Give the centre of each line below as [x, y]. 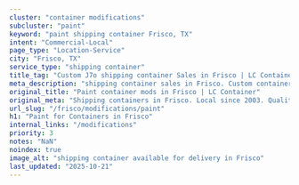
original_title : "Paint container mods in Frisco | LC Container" [135, 92]
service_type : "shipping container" [77, 68]
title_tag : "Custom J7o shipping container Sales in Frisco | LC [133, 76]
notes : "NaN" [33, 141]
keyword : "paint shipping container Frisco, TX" [101, 34]
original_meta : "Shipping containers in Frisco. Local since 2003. [137, 100]
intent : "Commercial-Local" [61, 42]
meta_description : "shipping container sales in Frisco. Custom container [151, 84]
